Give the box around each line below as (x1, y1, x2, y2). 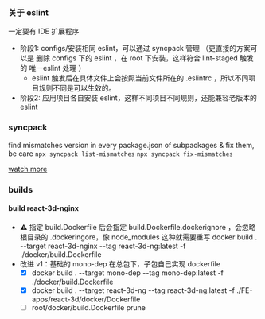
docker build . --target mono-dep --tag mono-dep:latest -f (31, 268, 224, 278)
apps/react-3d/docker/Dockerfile (31, 294, 141, 304)
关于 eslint (8, 6, 49, 18)
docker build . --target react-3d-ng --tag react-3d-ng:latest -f (31, 285, 235, 295)
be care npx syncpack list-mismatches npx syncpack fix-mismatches (8, 149, 233, 158)
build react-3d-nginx (8, 204, 80, 213)
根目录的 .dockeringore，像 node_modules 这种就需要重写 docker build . (19, 232, 257, 242)
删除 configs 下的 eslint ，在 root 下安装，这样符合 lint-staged (35, 53, 239, 63)
